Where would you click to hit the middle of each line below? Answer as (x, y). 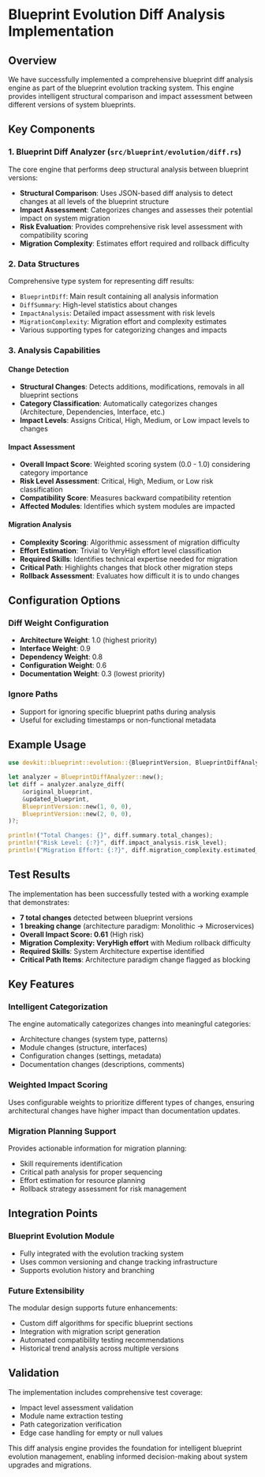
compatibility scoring (54, 235)
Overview (33, 60)
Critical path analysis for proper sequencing (91, 1172)
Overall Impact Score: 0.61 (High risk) (82, 934)
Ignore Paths (33, 695)
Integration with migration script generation (90, 1332)
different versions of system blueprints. (72, 105)
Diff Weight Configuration (58, 623)
